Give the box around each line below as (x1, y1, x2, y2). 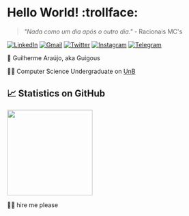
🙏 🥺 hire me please (7, 200, 59, 209)
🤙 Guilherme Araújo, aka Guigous (7, 53, 100, 62)
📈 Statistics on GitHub (7, 87, 106, 100)
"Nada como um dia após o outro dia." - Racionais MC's (23, 27, 183, 36)
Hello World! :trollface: (7, 5, 139, 21)
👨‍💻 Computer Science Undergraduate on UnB (7, 67, 136, 75)
